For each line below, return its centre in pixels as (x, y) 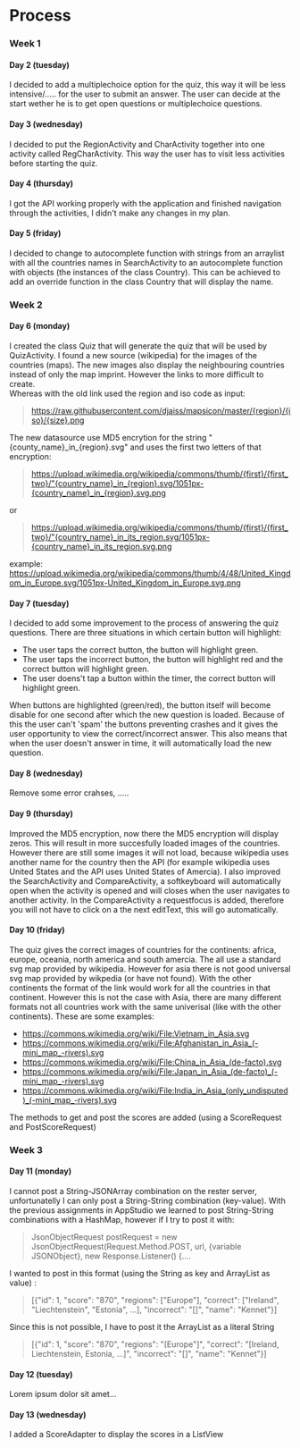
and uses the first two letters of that (196, 447)
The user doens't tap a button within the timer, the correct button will (149, 678)
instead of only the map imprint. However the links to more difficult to (137, 375)
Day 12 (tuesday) (41, 1374)
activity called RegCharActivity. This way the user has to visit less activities (147, 154)
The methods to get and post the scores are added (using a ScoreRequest (146, 1117)
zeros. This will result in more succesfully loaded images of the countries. (145, 843)
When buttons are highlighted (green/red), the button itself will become (140, 705)
